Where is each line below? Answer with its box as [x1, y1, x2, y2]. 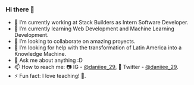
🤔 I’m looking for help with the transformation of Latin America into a [14, 44, 182, 51]
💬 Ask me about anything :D [14, 56, 83, 64]
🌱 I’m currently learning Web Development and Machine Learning [14, 25, 175, 32]
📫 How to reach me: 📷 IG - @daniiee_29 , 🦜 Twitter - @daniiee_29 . [14, 64, 179, 71]
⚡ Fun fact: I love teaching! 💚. [14, 73, 86, 80]
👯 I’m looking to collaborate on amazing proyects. [14, 38, 136, 45]
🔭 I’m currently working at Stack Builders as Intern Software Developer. [14, 19, 189, 26]
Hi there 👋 [5, 5, 35, 14]
